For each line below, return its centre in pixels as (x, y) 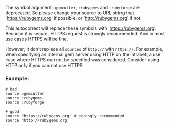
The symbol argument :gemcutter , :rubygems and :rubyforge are (73, 7)
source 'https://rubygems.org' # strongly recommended (65, 116)
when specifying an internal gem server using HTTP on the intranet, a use (83, 54)
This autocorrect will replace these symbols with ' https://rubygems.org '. (81, 28)
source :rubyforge (25, 103)
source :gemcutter (25, 94)
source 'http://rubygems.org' (38, 121)
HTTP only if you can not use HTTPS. (45, 65)
